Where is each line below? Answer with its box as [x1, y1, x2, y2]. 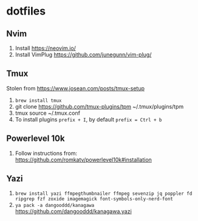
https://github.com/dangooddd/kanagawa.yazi [15, 208, 132, 215]
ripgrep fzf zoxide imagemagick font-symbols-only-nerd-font [15, 196, 174, 202]
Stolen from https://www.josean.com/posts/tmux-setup [6, 84, 145, 92]
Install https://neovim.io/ [15, 44, 76, 52]
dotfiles [6, 4, 46, 18]
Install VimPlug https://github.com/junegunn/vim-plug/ [15, 51, 152, 58]
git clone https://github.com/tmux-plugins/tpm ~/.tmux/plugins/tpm [15, 103, 184, 110]
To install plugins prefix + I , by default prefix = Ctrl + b [15, 115, 162, 123]
